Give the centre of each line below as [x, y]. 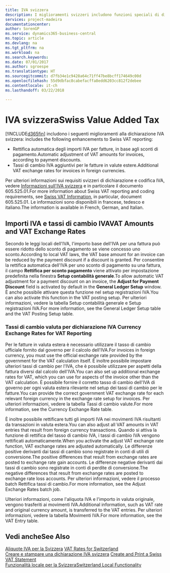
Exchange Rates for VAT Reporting [49, 333]
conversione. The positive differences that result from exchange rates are [81, 457]
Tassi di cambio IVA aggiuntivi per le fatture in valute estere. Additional [86, 165]
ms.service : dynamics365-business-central [51, 34]
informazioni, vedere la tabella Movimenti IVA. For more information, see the [84, 515]
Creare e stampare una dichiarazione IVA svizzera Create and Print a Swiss [83, 554]
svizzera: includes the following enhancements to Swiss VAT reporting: [79, 139]
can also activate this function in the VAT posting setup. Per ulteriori [76, 298]
